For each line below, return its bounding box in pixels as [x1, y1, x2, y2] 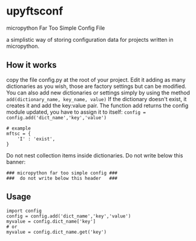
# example [6, 125, 31, 131]
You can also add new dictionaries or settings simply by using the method [6, 89, 191, 96]
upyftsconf [6, 4, 64, 18]
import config [6, 208, 42, 214]
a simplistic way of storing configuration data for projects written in [6, 36, 174, 43]
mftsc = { [6, 130, 31, 137]
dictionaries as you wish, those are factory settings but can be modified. [6, 82, 186, 90]
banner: [6, 158, 26, 165]
